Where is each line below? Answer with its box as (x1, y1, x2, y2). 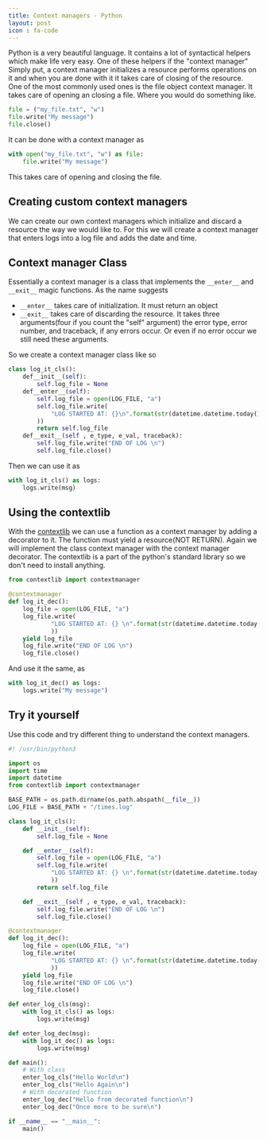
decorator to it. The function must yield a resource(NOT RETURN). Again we (8, 535, 257, 545)
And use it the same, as (8, 664, 85, 674)
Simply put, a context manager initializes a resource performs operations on (8, 65, 257, 75)
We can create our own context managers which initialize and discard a (8, 216, 242, 226)
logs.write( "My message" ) (22, 686, 109, 695)
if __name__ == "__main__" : (8, 1117, 102, 1125)
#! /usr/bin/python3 (8, 744, 77, 753)
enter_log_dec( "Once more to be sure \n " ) (22, 1103, 161, 1111)
